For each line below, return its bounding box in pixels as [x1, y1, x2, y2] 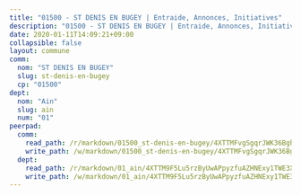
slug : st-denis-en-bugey [17, 72, 110, 81]
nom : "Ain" [17, 96, 58, 106]
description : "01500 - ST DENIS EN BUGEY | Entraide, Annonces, [9, 22, 254, 31]
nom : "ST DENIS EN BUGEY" [17, 64, 115, 73]
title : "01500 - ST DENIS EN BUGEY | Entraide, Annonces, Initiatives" [9, 13, 282, 22]
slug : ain [17, 105, 54, 114]
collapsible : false [9, 38, 82, 48]
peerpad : [9, 122, 42, 131]
